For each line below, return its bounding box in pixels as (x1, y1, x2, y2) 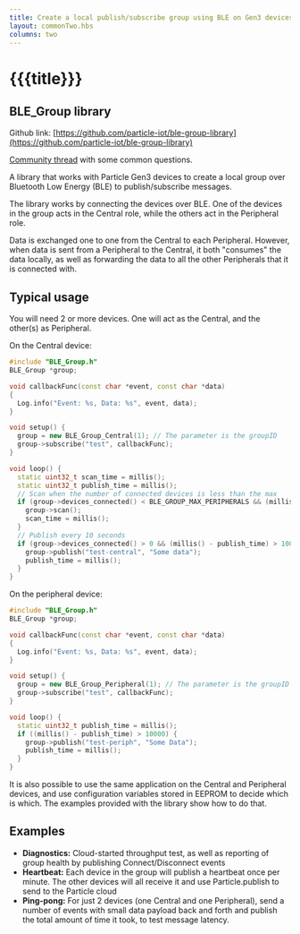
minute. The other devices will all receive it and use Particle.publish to (21, 876, 279, 887)
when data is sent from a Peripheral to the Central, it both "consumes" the (9, 244, 282, 255)
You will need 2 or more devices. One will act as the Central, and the (9, 313, 261, 324)
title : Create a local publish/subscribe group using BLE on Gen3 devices (9, 13, 294, 22)
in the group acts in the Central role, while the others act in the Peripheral (9, 208, 279, 219)
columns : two (9, 30, 58, 39)
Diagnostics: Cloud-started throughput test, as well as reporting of (21, 847, 270, 858)
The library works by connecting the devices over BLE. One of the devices (9, 199, 283, 210)
